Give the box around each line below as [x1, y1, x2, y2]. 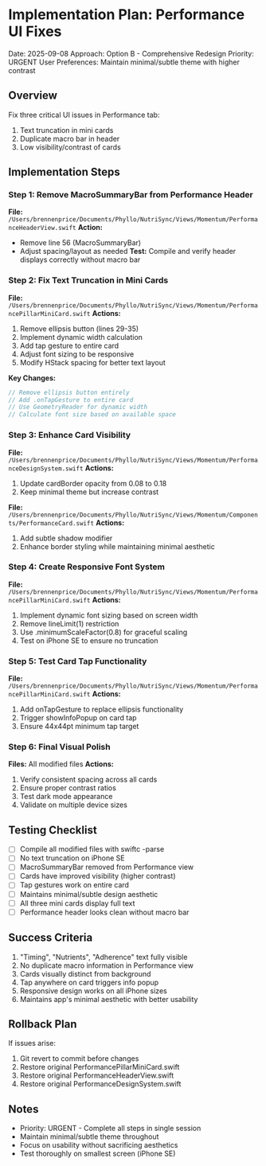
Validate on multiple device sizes [19, 800, 127, 809]
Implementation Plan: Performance [8, 6, 245, 24]
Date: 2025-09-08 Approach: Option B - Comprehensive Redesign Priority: [8, 49, 255, 58]
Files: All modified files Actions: [8, 759, 114, 769]
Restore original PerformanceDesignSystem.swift [19, 1079, 182, 1089]
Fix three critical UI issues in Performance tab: [8, 110, 160, 119]
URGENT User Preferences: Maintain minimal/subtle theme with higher [8, 57, 241, 67]
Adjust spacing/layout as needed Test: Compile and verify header [19, 247, 237, 256]
